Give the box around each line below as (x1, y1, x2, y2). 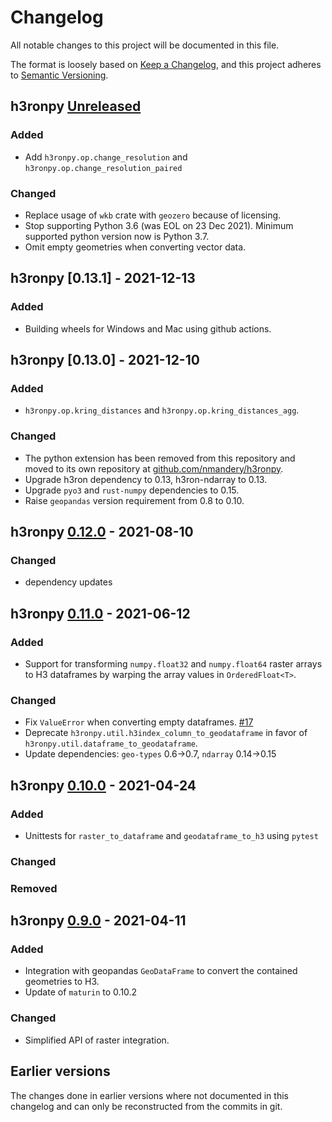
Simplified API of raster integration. (24, 1034, 170, 1046)
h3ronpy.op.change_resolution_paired (24, 163, 183, 173)
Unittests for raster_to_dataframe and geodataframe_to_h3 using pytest (24, 829, 319, 841)
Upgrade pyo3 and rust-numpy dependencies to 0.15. (24, 484, 240, 496)
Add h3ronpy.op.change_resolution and (24, 151, 188, 163)
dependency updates (24, 576, 113, 588)
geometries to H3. (24, 976, 100, 988)
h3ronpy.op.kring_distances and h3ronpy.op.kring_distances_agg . (24, 404, 300, 416)
